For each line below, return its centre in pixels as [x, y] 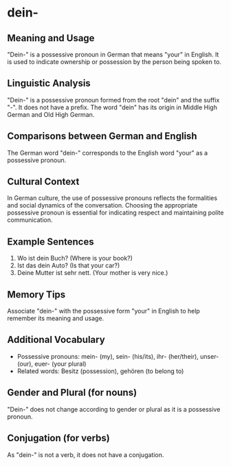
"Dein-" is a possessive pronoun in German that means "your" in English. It [113, 54]
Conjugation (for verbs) [58, 438]
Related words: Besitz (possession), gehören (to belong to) [100, 371]
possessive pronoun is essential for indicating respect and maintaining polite [115, 213]
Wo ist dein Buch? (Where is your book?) [75, 258]
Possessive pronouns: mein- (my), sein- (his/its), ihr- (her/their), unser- [118, 356]
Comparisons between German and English [102, 136]
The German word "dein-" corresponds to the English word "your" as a [108, 153]
